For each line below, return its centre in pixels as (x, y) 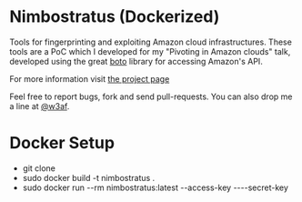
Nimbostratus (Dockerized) (115, 17)
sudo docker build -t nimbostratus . (89, 177)
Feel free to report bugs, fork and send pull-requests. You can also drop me (151, 96)
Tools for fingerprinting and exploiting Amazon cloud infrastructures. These (151, 42)
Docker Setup (62, 143)
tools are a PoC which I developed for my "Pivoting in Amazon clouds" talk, (150, 51)
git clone (39, 168)
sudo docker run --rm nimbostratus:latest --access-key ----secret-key (156, 187)
